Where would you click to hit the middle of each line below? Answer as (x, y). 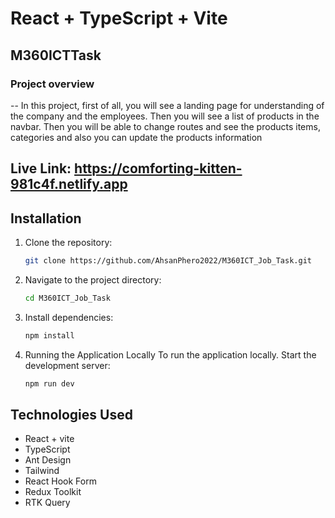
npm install (49, 335)
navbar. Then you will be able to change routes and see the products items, (165, 126)
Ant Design (48, 460)
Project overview (52, 84)
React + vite (49, 439)
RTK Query (47, 503)
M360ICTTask (56, 55)
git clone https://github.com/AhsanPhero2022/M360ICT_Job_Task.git (168, 261)
